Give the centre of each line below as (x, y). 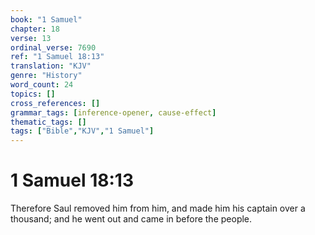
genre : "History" (46, 76)
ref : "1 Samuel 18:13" (57, 57)
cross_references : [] (55, 103)
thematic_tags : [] (48, 122)
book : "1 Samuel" (46, 19)
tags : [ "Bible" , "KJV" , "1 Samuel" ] (82, 131)
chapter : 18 (35, 29)
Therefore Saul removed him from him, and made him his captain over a (158, 208)
